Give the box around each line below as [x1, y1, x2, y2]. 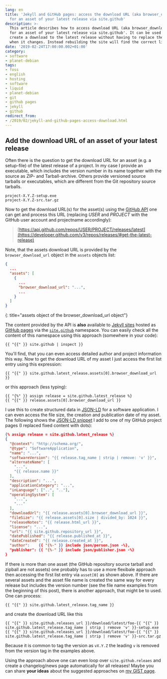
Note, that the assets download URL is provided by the [5, 247, 117, 253]
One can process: [5, 593, 42, 599]
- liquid [5, 85, 23, 91]
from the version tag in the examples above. [5, 648, 95, 654]
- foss [5, 68, 19, 73]
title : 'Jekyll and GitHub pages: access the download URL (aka [5, 12, 141, 17]
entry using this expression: [5, 361, 62, 368]
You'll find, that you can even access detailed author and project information [5, 351, 162, 357]
